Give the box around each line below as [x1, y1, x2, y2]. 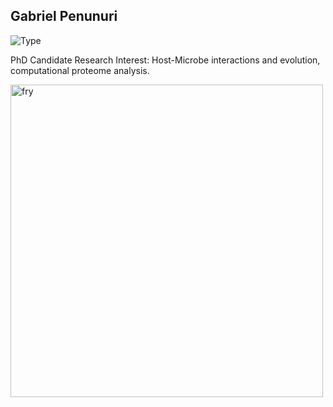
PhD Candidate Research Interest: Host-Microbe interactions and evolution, [10, 54, 321, 66]
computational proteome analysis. [10, 64, 150, 76]
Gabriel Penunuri [10, 8, 118, 25]
